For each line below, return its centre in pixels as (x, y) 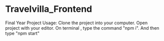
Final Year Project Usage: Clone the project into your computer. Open (76, 23)
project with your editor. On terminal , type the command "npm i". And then (82, 28)
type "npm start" (22, 33)
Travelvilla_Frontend (49, 9)
